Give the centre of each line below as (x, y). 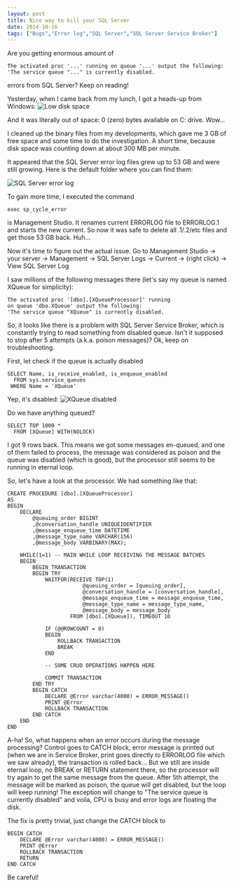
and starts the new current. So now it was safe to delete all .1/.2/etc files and (117, 230)
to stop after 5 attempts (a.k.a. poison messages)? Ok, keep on (98, 340)
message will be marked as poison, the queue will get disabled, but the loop (117, 785)
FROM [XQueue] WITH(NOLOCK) (55, 432)
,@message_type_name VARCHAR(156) (83, 537)
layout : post (26, 14)
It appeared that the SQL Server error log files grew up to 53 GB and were (113, 162)
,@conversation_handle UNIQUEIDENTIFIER (92, 525)
